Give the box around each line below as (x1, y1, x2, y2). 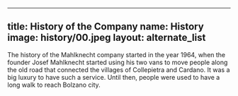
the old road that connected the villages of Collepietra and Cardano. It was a (7, 65, 230, 74)
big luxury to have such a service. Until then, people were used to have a (7, 73, 220, 81)
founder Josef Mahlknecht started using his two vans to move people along (7, 58, 228, 66)
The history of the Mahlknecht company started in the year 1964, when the (7, 50, 226, 59)
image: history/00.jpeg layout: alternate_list (7, 32, 206, 44)
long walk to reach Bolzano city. (7, 80, 101, 89)
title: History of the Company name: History (7, 20, 204, 32)
